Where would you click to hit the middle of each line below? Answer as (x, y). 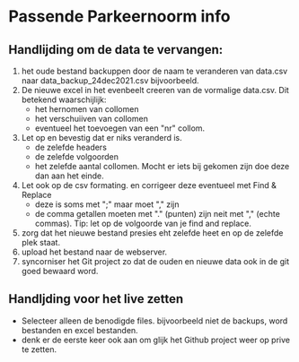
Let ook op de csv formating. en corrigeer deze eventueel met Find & (149, 185)
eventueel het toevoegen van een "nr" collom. (120, 128)
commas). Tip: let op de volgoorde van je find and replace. (143, 223)
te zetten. (39, 349)
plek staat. (40, 242)
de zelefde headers (70, 147)
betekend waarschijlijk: (64, 99)
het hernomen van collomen (87, 109)
